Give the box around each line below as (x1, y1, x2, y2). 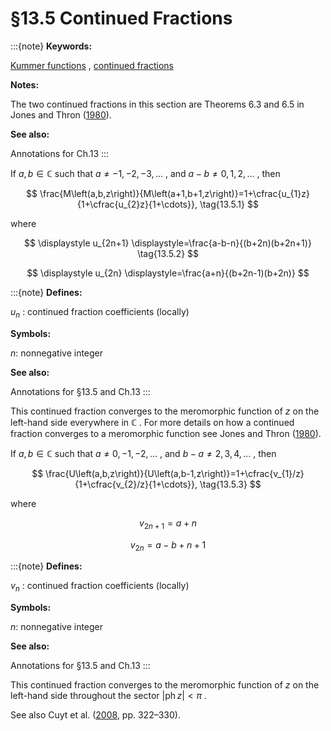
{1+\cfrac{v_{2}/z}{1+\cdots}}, (74, 478, 198, 490)
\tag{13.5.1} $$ (199, 198, 259, 210)
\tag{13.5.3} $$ (199, 478, 262, 490)
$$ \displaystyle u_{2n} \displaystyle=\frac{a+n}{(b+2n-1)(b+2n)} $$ (26, 267, 310, 279)
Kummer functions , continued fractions (10, 59, 174, 71)
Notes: (10, 78, 40, 91)
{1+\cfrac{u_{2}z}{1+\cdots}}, (77, 198, 198, 210)
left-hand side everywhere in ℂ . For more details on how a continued (10, 416, 295, 428)
